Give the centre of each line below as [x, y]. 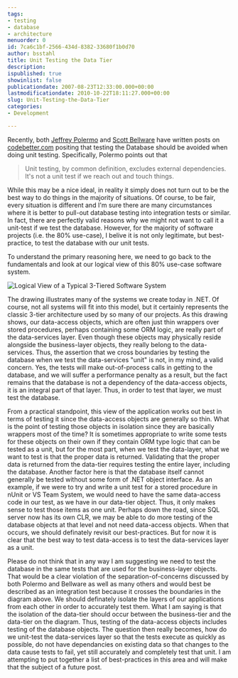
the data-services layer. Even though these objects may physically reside [114, 337]
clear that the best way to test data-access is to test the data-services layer [118, 540]
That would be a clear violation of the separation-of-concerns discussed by [118, 576]
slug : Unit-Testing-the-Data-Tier [59, 100]
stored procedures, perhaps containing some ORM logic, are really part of [115, 329]
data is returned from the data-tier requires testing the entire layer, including [119, 464]
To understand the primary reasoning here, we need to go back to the [109, 256]
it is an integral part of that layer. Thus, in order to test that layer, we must [114, 390]
